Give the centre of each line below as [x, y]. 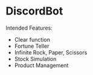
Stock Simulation [35, 59]
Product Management [41, 65]
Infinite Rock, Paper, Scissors [51, 52]
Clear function [32, 39]
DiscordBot [34, 11]
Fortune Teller [32, 46]
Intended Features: [29, 28]
